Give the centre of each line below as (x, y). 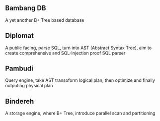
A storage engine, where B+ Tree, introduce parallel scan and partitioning (80, 113)
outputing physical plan (29, 86)
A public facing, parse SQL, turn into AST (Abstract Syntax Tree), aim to (79, 48)
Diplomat (19, 36)
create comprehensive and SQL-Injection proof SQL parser (65, 53)
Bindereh (20, 101)
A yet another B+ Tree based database (45, 20)
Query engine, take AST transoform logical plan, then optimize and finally (80, 80)
